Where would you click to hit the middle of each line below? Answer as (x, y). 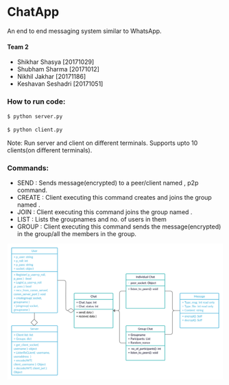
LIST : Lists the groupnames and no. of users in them (92, 220)
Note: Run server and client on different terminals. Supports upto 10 (103, 143)
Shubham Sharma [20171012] (58, 69)
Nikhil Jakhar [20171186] (51, 77)
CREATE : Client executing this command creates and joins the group (114, 198)
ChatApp (33, 12)
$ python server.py (35, 117)
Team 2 (18, 47)
